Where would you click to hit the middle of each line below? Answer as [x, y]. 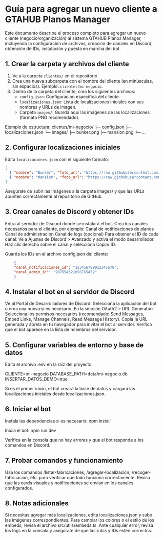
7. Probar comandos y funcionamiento [64, 460]
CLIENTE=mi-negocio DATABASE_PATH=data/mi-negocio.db [66, 374]
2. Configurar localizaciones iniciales [63, 148]
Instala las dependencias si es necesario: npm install [58, 421]
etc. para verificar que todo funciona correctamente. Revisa [90, 477]
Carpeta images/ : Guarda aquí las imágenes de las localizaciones [85, 112]
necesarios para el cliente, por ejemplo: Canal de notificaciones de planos [80, 229]
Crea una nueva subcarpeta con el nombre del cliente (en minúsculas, [82, 81]
